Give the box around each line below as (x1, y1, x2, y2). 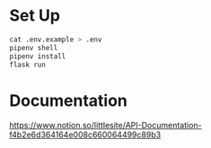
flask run (9, 60, 47, 69)
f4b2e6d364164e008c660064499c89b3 (9, 129, 162, 140)
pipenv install (9, 51, 66, 61)
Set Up (9, 5, 61, 26)
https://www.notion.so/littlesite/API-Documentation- (9, 120, 202, 131)
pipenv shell (9, 43, 58, 52)
